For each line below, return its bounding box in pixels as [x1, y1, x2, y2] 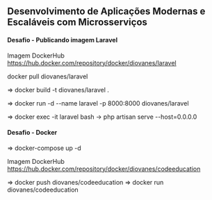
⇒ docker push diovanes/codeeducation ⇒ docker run [7, 178, 164, 186]
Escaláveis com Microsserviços [7, 17, 148, 28]
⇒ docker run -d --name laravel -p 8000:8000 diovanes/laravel [7, 99, 189, 107]
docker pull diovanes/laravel [7, 72, 88, 81]
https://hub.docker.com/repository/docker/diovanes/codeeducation [7, 165, 201, 173]
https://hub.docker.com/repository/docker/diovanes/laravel [7, 58, 177, 67]
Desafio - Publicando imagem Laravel [7, 35, 118, 44]
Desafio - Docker [7, 128, 58, 137]
